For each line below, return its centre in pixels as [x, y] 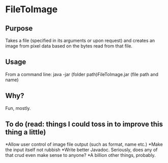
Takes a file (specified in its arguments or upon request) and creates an [80, 40]
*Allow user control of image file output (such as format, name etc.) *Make [84, 145]
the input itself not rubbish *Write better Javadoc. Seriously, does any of [81, 150]
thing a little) [26, 132]
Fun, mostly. [18, 108]
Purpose [19, 28]
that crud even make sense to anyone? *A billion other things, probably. [81, 155]
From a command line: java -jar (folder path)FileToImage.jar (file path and [82, 74]
